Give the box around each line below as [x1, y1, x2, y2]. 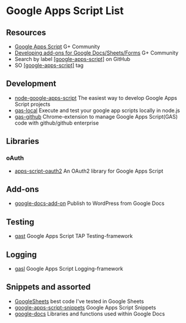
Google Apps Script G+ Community [14, 43, 100, 50]
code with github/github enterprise [14, 119, 99, 126]
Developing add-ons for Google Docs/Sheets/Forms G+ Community [14, 49, 179, 56]
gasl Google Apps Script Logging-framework [14, 265, 123, 272]
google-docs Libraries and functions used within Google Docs [14, 310, 165, 317]
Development [6, 79, 57, 89]
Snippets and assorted [6, 282, 91, 292]
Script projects [14, 100, 51, 107]
